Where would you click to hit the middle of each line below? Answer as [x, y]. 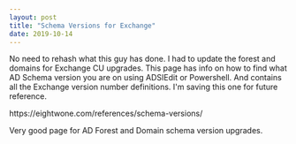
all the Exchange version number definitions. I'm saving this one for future [144, 87]
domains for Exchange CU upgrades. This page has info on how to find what [148, 68]
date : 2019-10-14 [41, 34]
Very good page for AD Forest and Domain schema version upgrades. [136, 131]
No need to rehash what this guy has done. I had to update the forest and [142, 59]
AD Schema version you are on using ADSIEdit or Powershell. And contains [146, 78]
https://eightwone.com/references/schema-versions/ [106, 114]
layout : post [33, 17]
